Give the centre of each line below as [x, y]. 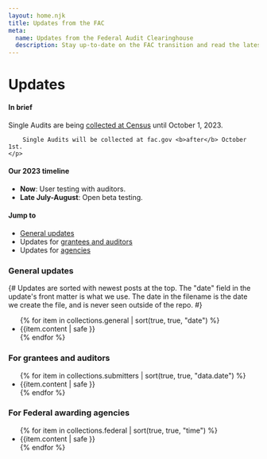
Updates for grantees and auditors [76, 241]
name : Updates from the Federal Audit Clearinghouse [104, 38]
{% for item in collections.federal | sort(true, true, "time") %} [119, 430]
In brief [21, 107]
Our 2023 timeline [39, 171]
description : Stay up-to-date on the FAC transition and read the [128, 45]
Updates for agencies [55, 250]
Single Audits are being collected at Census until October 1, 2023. [116, 125]
